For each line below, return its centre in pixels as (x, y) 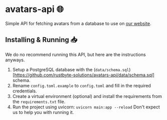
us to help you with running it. (43, 112)
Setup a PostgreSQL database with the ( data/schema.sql (71, 69)
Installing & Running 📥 (41, 40)
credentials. (25, 91)
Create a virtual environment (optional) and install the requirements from (87, 96)
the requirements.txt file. (39, 101)
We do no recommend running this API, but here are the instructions (76, 54)
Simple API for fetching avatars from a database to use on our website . (78, 23)
